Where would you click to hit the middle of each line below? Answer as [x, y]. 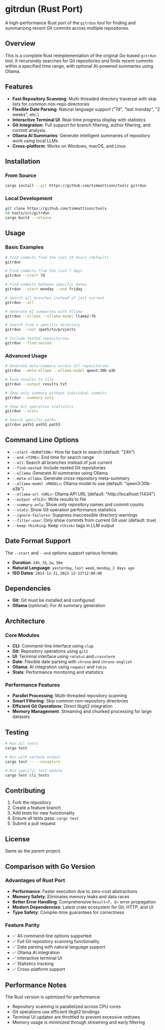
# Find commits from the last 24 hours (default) [57, 257]
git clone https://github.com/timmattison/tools [56, 208]
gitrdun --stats [22, 411]
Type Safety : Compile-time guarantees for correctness [68, 912]
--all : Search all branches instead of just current [62, 462]
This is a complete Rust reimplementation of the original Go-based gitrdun [81, 55]
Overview [20, 44]
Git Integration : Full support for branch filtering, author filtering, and [81, 125]
